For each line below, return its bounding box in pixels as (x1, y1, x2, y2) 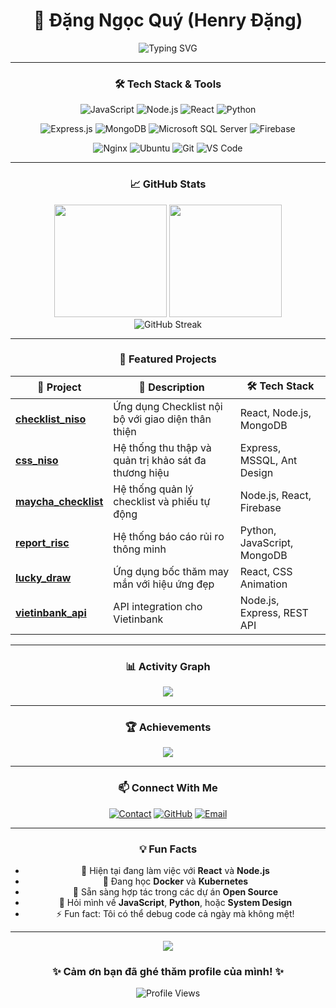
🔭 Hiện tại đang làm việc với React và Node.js (81, 865, 270, 877)
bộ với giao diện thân (113, 412, 212, 426)
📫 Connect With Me (118, 781, 218, 795)
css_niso (15, 453, 59, 467)
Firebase (239, 500, 282, 514)
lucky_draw (15, 570, 72, 584)
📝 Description (138, 380, 205, 394)
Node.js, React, (239, 488, 312, 502)
